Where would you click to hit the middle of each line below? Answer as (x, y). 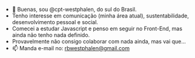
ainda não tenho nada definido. (51, 35)
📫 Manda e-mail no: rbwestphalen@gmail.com (71, 48)
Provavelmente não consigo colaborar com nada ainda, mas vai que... (99, 41)
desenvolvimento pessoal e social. (55, 22)
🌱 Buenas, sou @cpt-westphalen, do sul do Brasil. (74, 9)
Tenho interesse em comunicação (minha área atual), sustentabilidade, (100, 16)
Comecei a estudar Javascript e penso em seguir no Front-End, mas (97, 28)
